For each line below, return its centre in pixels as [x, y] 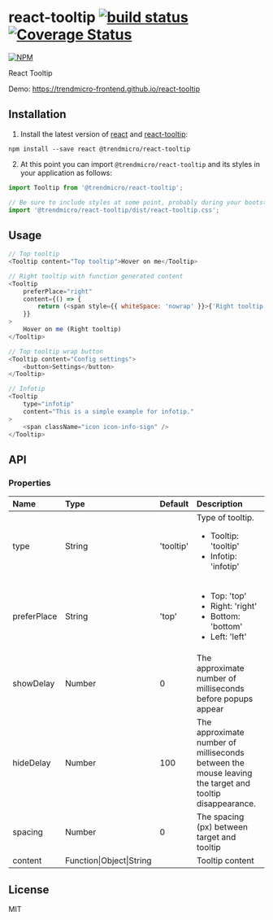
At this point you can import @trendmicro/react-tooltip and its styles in [140, 164]
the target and [223, 783]
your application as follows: [66, 173]
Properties [30, 483]
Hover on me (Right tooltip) [72, 330]
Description [219, 504]
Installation [37, 114]
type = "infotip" [49, 404]
